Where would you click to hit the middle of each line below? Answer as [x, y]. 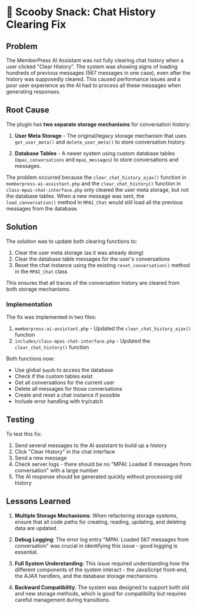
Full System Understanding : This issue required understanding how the [102, 563]
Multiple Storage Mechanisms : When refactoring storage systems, [96, 515]
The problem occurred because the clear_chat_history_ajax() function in [96, 177]
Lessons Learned [38, 502]
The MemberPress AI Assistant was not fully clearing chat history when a [95, 60]
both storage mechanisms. [39, 289]
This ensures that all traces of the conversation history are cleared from [93, 282]
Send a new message [41, 458]
